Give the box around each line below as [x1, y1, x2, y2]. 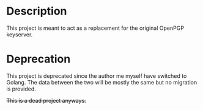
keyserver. [6, 30, 33, 38]
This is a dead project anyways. [6, 97, 87, 104]
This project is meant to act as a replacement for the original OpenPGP [6, 24, 185, 32]
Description [6, 4, 67, 18]
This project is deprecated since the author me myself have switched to [6, 72, 187, 80]
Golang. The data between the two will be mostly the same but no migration [6, 78, 197, 86]
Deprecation [6, 52, 71, 66]
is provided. [6, 85, 37, 92]
